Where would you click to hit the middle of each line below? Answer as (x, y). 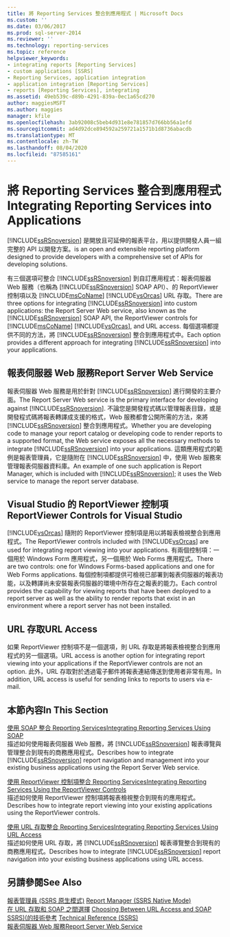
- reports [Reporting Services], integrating (73, 90)
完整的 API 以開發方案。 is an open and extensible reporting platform (103, 249)
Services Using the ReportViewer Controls (67, 790)
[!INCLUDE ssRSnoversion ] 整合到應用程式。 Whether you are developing (109, 425)
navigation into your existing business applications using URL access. (105, 859)
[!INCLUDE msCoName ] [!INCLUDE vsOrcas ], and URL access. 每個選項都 (110, 326)
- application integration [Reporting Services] (78, 84)
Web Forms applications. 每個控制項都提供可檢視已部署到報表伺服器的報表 (112, 575)
